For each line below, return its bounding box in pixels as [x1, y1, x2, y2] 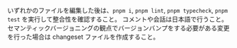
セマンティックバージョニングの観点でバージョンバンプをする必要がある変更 [7, 24, 230, 32]
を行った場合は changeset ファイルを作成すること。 [7, 32, 160, 41]
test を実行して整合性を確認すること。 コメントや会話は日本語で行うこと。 [7, 15, 229, 23]
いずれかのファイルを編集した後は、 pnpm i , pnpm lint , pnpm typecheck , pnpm [7, 6, 229, 14]
